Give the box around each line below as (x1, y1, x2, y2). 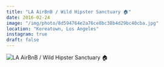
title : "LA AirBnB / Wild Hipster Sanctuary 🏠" (6, 8, 132, 15)
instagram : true (6, 31, 47, 37)
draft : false (6, 37, 39, 43)
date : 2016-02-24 (6, 14, 50, 21)
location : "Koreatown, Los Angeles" (6, 25, 99, 32)
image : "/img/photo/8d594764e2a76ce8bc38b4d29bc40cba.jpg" (6, 20, 159, 26)
